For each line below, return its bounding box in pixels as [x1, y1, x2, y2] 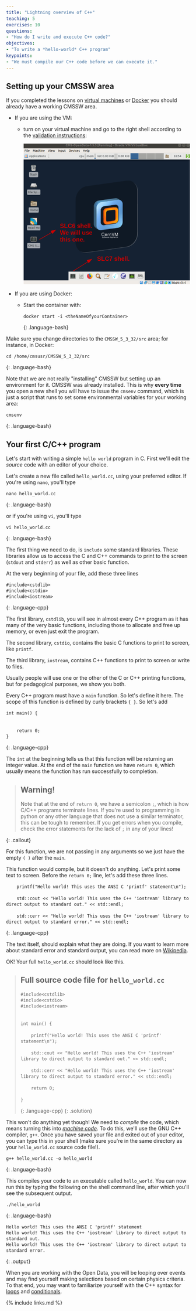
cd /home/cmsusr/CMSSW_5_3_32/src [6, 353, 90, 360]
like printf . [6, 645, 33, 653]
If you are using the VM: [14, 114, 73, 121]
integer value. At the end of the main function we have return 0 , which [6, 762, 175, 769]
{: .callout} [6, 837, 31, 844]
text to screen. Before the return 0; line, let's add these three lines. [6, 872, 169, 879]
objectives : [6, 40, 35, 46]
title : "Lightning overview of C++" [6, 9, 95, 15]
